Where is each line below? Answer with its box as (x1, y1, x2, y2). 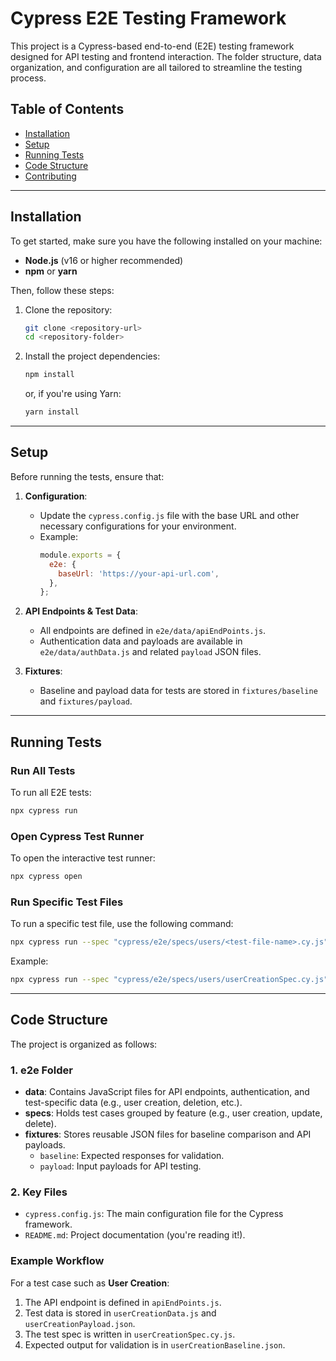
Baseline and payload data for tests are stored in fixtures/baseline (39, 685, 318, 697)
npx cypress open (10, 872, 83, 882)
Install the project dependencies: (24, 350, 161, 362)
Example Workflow (10, 1254, 105, 1268)
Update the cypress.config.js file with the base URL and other (39, 509, 300, 521)
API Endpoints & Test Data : (24, 605, 138, 617)
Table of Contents (10, 101, 125, 118)
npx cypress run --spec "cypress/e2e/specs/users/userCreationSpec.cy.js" (10, 975, 329, 985)
